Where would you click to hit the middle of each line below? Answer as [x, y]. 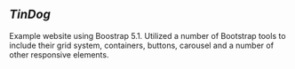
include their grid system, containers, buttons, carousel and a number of [141, 45]
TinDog [30, 15]
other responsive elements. [59, 54]
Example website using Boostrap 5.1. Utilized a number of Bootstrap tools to [147, 35]
